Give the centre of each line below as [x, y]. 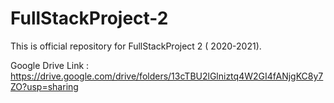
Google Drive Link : [50, 65]
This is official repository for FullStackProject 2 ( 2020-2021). [136, 46]
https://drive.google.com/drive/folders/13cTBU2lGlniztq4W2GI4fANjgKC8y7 [167, 76]
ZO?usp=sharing [44, 86]
